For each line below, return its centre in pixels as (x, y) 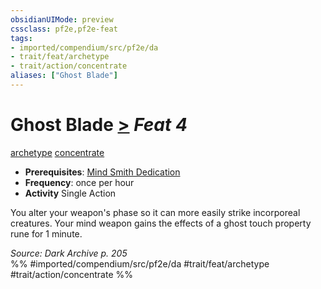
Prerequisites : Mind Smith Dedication (102, 172)
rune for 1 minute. (46, 233)
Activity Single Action (70, 193)
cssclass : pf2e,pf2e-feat (64, 29)
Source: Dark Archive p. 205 (69, 253)
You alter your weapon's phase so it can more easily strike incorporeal (155, 212)
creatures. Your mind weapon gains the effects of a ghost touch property (161, 223)
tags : (21, 38)
